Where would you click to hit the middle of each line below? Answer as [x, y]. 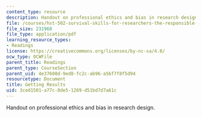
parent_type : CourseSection [41, 68]
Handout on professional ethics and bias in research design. [81, 107]
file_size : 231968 [29, 29]
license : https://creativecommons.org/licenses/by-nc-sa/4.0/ [86, 51]
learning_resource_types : [38, 40]
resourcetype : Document [36, 79]
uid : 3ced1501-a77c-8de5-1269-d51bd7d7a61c [62, 90]
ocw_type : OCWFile [29, 57]
